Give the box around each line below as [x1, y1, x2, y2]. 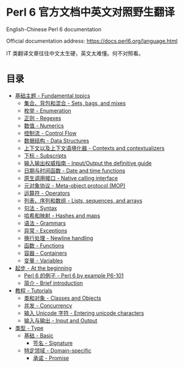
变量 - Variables [23, 257, 63, 264]
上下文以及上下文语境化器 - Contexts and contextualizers [23, 145, 165, 152]
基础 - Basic [23, 332, 54, 339]
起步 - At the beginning [14, 264, 72, 272]
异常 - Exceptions [23, 227, 68, 234]
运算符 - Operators [23, 189, 70, 197]
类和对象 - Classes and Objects [23, 294, 101, 302]
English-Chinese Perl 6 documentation [6, 25, 102, 33]
